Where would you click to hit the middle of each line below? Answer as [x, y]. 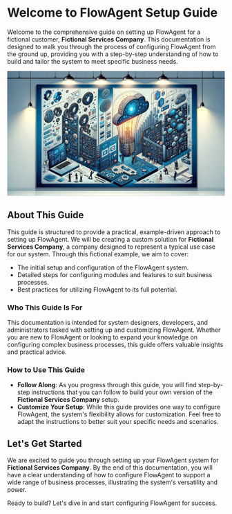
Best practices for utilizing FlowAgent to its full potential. [97, 290]
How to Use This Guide [46, 370]
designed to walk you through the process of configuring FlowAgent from [112, 46]
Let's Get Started [45, 444]
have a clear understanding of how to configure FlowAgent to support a [109, 475]
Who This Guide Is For [45, 308]
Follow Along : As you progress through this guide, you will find [107, 385]
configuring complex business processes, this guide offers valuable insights [115, 344]
